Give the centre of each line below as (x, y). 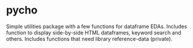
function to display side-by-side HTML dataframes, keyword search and (94, 32)
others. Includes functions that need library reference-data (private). (89, 39)
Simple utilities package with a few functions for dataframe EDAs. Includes (97, 26)
